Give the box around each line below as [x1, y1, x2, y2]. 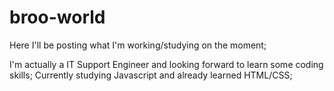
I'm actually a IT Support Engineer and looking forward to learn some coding [9, 58, 324, 70]
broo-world [9, 6, 106, 29]
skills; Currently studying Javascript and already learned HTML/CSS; [9, 69, 293, 81]
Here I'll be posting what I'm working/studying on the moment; [9, 39, 267, 51]
